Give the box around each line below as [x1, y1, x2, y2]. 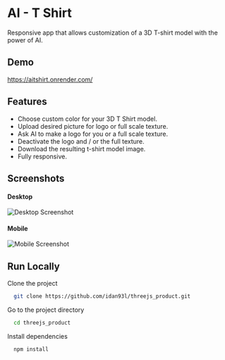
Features [7, 95, 47, 108]
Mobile [7, 224, 28, 233]
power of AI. [7, 35, 44, 44]
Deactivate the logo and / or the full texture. [17, 137, 145, 146]
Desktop [7, 192, 33, 201]
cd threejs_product [13, 320, 71, 327]
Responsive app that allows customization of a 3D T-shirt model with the [7, 28, 219, 37]
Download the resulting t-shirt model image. [17, 144, 146, 153]
